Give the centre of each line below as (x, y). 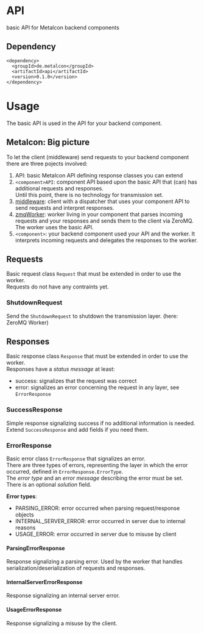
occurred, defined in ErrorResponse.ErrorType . (65, 472)
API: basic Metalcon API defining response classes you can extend (99, 175)
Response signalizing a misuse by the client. (62, 623)
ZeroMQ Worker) (27, 322)
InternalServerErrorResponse (44, 582)
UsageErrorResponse (34, 610)
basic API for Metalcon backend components (63, 27)
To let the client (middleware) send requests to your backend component (98, 157)
